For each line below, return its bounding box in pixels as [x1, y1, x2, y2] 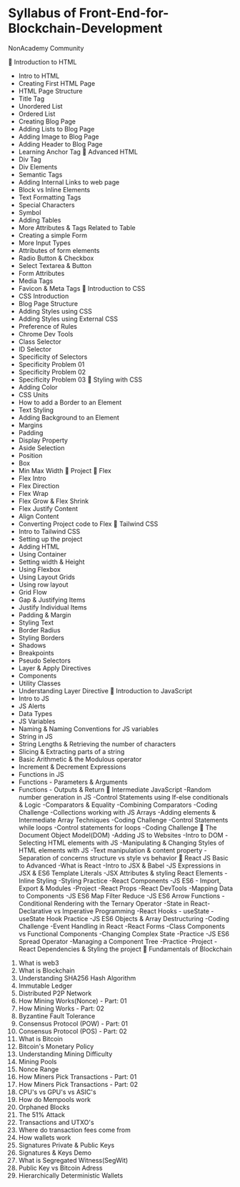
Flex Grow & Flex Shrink [18, 497, 89, 505]
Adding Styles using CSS [18, 307, 92, 315]
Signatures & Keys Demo [18, 1148, 92, 1157]
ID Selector [18, 344, 52, 353]
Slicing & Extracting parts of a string [18, 747, 125, 755]
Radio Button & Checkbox [18, 254, 94, 262]
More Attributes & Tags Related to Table [18, 223, 136, 232]
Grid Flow [18, 587, 47, 596]
